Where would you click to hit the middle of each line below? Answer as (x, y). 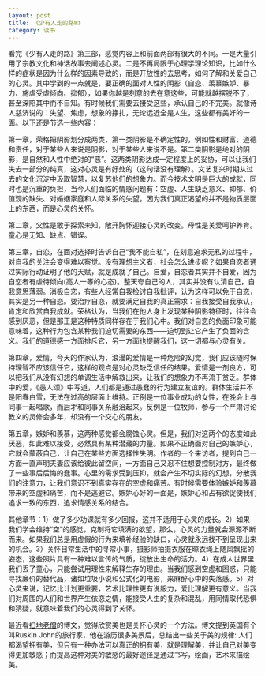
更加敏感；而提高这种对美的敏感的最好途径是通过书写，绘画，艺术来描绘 (132, 655)
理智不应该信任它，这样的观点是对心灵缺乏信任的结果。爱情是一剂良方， (132, 367)
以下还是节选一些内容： (60, 122)
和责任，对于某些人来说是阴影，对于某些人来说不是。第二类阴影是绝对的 (125, 149)
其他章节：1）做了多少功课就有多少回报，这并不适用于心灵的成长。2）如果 (129, 520)
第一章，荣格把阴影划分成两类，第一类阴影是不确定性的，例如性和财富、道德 (132, 140)
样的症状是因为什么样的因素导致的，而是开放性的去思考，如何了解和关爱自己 (132, 73)
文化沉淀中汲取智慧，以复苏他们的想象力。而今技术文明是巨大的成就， (136, 179)
